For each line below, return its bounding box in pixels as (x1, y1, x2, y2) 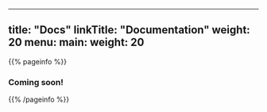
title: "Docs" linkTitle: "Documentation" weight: (8, 23, 250, 37)
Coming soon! (8, 76, 64, 87)
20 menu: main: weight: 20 (8, 36, 145, 49)
